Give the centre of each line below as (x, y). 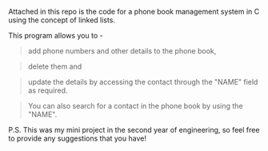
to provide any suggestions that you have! (77, 138)
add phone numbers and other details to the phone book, (122, 51)
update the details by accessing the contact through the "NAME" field (143, 82)
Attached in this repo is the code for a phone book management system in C (134, 12)
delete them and (55, 66)
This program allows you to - (56, 36)
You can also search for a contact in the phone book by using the (135, 106)
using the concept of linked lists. (62, 20)
